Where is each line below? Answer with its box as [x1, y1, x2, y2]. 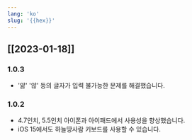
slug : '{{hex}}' [7, 17, 55, 24]
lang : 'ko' [7, 10, 40, 18]
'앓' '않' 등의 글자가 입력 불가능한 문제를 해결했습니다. [17, 81, 165, 90]
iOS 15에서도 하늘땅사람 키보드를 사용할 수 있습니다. [17, 125, 162, 134]
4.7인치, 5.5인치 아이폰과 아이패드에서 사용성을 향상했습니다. [17, 116, 186, 124]
